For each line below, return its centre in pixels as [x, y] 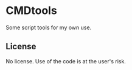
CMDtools [31, 11]
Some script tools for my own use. [49, 27]
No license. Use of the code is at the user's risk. [66, 61]
